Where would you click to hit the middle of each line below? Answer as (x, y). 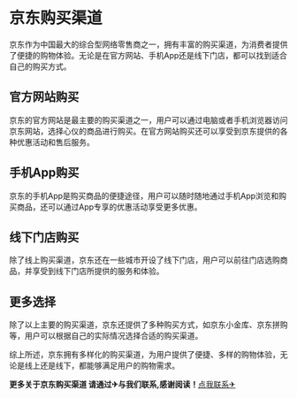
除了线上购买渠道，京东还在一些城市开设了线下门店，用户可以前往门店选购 (145, 260)
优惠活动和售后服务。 (55, 142)
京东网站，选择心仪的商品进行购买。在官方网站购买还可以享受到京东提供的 (145, 131)
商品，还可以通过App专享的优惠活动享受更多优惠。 (109, 207)
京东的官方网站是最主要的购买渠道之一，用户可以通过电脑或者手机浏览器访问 (148, 119)
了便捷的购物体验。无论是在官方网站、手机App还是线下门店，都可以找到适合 (148, 55)
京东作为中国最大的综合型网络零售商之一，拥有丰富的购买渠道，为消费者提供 (148, 44)
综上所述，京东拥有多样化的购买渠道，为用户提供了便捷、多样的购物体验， (145, 355)
